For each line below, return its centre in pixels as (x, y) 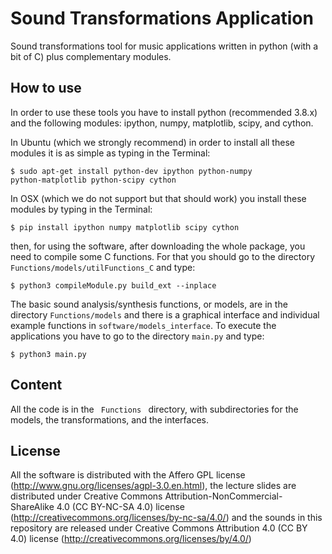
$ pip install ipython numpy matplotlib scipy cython (125, 227)
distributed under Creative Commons (86, 496)
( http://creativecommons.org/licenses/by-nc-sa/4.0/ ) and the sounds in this (166, 518)
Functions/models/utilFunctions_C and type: (103, 267)
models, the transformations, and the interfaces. (110, 419)
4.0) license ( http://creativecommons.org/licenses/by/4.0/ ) (131, 539)
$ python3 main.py (48, 354)
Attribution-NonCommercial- (223, 496)
